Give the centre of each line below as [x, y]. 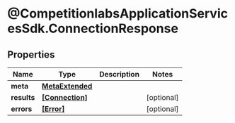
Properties [31, 54]
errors [22, 109]
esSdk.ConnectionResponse [93, 28]
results [23, 97]
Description [119, 74]
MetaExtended [67, 86]
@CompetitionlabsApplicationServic [118, 14]
